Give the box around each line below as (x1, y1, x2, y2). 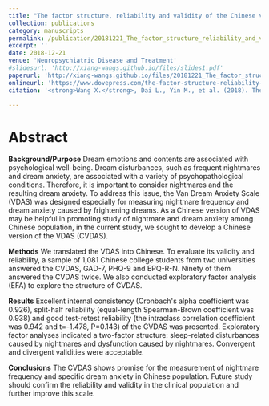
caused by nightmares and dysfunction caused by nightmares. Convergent (8, 339, 255, 349)
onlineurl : (8, 79, 45, 87)
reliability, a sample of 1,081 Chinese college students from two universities (8, 255, 256, 265)
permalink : (8, 34, 45, 43)
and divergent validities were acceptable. (8, 347, 144, 357)
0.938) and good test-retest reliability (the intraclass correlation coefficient (8, 314, 255, 323)
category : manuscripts (8, 26, 84, 35)
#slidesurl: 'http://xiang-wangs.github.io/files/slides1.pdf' (8, 64, 224, 72)
